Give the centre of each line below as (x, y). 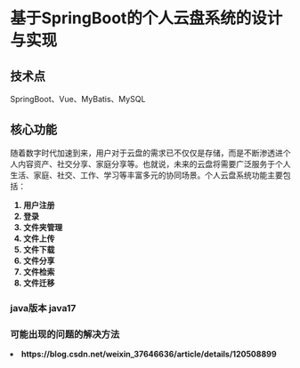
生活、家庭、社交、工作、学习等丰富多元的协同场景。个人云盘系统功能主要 (146, 175)
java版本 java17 (43, 308)
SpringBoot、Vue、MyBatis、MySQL (78, 99)
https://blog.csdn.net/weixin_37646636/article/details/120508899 (149, 354)
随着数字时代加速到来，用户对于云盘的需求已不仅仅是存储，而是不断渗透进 (146, 153)
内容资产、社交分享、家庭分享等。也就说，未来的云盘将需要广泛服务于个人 (154, 164)
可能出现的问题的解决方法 (65, 334)
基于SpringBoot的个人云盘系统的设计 (146, 18)
